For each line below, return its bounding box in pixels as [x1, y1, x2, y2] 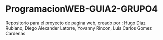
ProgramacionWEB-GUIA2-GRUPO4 [5, 3, 158, 15]
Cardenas [5, 30, 26, 36]
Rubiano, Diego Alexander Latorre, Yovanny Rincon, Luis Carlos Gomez [5, 25, 152, 31]
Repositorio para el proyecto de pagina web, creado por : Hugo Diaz [5, 20, 146, 26]
